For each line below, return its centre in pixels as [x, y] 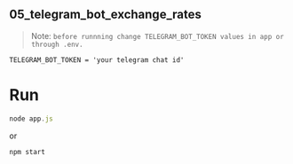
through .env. [57, 44]
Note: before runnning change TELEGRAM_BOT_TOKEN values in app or [157, 35]
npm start [28, 152]
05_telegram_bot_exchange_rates [106, 15]
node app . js [31, 119]
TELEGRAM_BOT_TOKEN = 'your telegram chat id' [97, 60]
